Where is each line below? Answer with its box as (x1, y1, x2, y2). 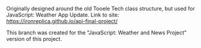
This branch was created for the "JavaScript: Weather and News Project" (6, 29, 187, 36)
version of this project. (6, 36, 62, 42)
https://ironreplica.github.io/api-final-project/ (6, 18, 118, 24)
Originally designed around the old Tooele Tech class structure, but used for (6, 5, 196, 12)
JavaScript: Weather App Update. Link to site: (6, 11, 119, 18)
